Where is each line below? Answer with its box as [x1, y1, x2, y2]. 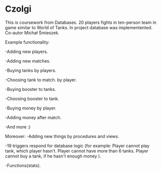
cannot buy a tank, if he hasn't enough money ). [5, 153, 101, 159]
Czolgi [5, 3, 32, 15]
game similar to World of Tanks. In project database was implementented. [5, 24, 153, 30]
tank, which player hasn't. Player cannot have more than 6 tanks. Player [5, 148, 149, 154]
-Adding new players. [5, 49, 48, 54]
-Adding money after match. [5, 114, 62, 120]
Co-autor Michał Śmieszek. [5, 30, 60, 35]
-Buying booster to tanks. [5, 86, 56, 92]
